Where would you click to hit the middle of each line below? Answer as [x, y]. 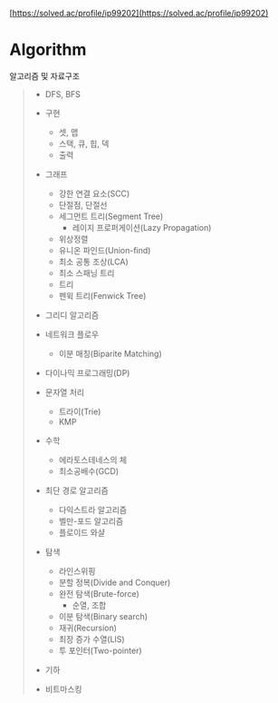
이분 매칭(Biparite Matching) [110, 353]
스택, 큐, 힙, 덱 [84, 144]
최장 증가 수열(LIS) [91, 639]
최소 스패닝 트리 [86, 272]
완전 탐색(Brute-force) [99, 593]
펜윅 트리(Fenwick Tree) [102, 295]
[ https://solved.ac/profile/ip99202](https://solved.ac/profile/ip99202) [139, 13]
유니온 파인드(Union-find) [105, 250]
